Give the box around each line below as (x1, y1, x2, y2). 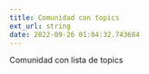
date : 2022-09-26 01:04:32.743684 (9, 30, 141, 39)
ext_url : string (9, 22, 71, 31)
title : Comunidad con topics (9, 13, 120, 23)
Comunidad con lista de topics (9, 55, 124, 66)
